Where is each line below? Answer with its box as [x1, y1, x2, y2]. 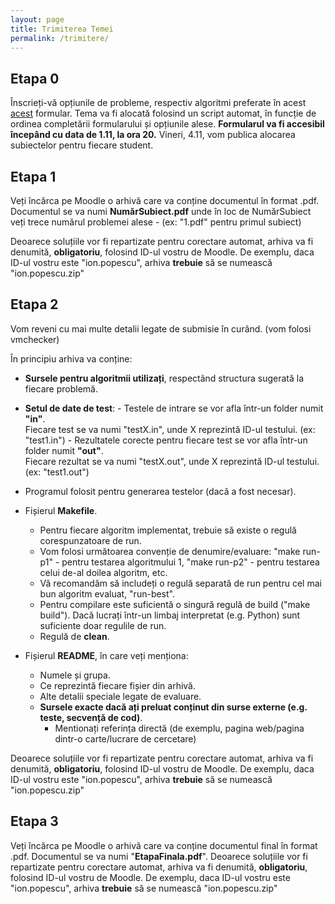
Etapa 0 [10, 70, 60, 87]
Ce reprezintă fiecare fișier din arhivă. [39, 679, 197, 691]
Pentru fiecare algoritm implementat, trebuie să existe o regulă [39, 524, 297, 536]
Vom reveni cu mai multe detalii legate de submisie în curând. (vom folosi [10, 322, 312, 335]
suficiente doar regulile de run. [39, 619, 167, 631]
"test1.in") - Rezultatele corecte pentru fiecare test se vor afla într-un [24, 434, 308, 446]
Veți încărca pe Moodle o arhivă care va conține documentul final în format [10, 839, 318, 851]
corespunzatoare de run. [39, 534, 142, 546]
